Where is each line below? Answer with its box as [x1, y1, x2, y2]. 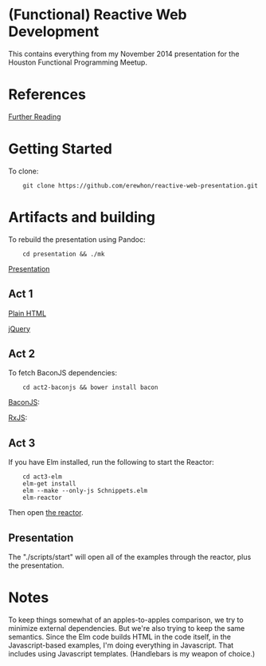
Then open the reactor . [8, 508, 84, 517]
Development [8, 22, 100, 41]
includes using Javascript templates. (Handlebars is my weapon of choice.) [8, 648, 256, 658]
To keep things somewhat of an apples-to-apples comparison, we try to [8, 615, 244, 624]
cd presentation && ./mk [22, 250, 105, 258]
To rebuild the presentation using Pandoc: [8, 234, 146, 244]
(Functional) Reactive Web [8, 6, 187, 24]
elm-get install [22, 480, 77, 488]
